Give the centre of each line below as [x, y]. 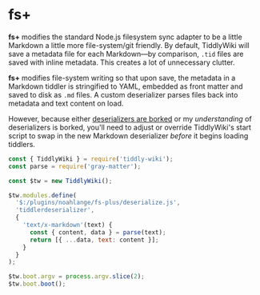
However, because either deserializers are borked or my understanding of [130, 118]
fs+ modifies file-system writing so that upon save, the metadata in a [122, 78]
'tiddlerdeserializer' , [55, 210]
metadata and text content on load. [66, 103]
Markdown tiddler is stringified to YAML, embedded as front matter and [126, 86]
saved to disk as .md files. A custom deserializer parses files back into [123, 94]
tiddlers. [22, 144]
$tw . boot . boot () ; [37, 284]
